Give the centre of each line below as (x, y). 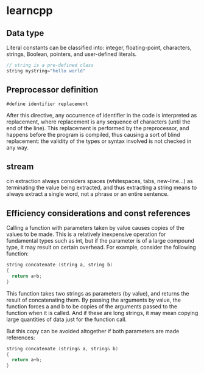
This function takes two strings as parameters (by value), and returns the (98, 293)
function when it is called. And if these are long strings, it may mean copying (102, 313)
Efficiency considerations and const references (98, 213)
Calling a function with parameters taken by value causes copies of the (95, 228)
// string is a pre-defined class (50, 65)
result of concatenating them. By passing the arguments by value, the (94, 300)
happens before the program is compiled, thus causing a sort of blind (93, 134)
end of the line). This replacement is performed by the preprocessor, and (98, 128)
